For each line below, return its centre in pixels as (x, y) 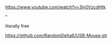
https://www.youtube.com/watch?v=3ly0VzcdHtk (56, 7)
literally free (17, 26)
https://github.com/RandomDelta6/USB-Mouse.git (56, 35)
